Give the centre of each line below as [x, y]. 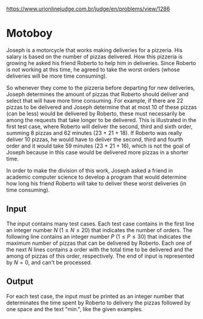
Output [20, 282]
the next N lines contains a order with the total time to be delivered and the [99, 249]
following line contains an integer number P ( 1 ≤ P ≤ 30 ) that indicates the [98, 236]
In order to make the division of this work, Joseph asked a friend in [90, 170]
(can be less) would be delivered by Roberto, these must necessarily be [96, 113]
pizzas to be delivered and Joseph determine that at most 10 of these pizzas [101, 107]
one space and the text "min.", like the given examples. [75, 309]
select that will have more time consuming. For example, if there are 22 [95, 100]
